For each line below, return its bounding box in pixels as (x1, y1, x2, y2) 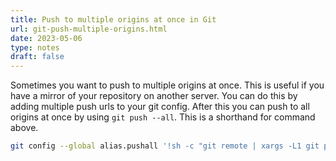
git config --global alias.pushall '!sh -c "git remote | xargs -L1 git (10, 141, 320, 151)
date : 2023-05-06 (10, 33, 83, 43)
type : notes (10, 42, 60, 53)
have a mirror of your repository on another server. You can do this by (10, 90, 298, 102)
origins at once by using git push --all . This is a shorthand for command (10, 111, 316, 123)
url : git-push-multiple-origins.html (10, 24, 168, 34)
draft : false (10, 52, 65, 62)
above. (10, 122, 39, 134)
